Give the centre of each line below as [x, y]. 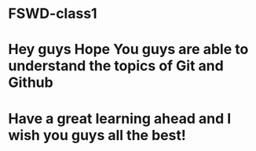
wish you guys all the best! [97, 135]
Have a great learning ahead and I [120, 119]
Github [31, 83]
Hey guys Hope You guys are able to [128, 50]
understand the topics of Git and [116, 66]
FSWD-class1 [53, 14]
